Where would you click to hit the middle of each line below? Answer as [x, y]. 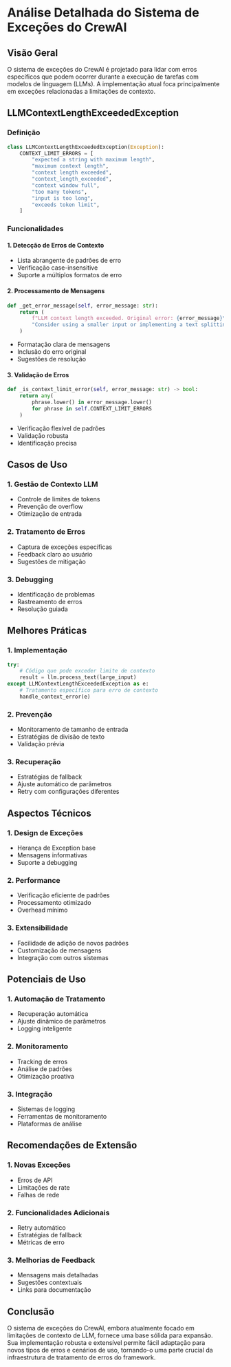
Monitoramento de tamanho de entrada [73, 730]
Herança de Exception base [56, 848]
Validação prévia [41, 744]
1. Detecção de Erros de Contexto [56, 245]
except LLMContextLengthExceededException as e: [78, 684]
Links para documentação [54, 1290]
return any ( [36, 396]
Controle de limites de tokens [58, 499]
